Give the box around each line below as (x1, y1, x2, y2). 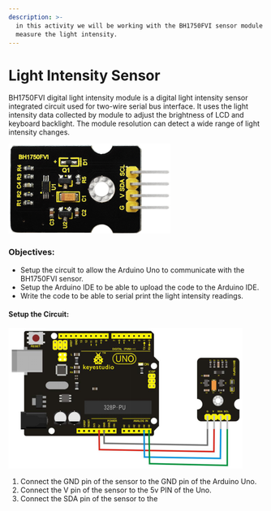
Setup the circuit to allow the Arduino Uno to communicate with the (19, 264, 245, 275)
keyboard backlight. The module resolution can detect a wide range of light (8, 118, 260, 129)
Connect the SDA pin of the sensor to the (19, 493, 158, 503)
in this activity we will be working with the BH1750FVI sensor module (15, 21, 264, 30)
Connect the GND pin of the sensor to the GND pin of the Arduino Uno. (19, 476, 257, 486)
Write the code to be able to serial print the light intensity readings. (19, 290, 243, 300)
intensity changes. (8, 127, 71, 137)
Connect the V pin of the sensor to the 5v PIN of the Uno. (19, 485, 213, 495)
